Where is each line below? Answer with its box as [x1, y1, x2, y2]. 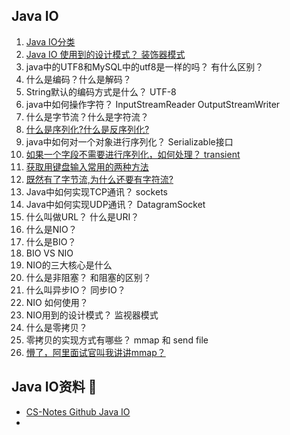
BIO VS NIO [25, 247, 74, 259]
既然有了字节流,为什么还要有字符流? [25, 173, 174, 185]
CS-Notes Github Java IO [25, 405, 131, 418]
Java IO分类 [25, 35, 76, 48]
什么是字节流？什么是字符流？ [25, 110, 149, 123]
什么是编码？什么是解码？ [25, 73, 132, 85]
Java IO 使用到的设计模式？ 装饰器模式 [25, 48, 186, 60]
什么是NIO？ [25, 223, 78, 235]
